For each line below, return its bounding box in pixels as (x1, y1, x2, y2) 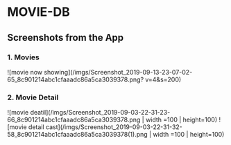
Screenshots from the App (7, 32, 124, 43)
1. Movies (7, 52, 40, 62)
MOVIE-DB (7, 4, 71, 20)
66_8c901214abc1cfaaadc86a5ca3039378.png (7, 115, 141, 124)
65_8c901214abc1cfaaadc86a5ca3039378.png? (7, 75, 144, 84)
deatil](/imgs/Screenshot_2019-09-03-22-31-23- (30, 108, 171, 117)
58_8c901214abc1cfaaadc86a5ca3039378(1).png (7, 130, 148, 139)
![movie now (7, 68, 43, 76)
